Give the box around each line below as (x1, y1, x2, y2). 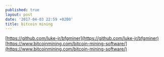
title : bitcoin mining (5, 21, 53, 27)
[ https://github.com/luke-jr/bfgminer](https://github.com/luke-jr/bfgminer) (5, 35, 159, 41)
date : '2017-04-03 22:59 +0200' (5, 17, 73, 22)
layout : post (5, 12, 33, 17)
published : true (5, 7, 39, 13)
